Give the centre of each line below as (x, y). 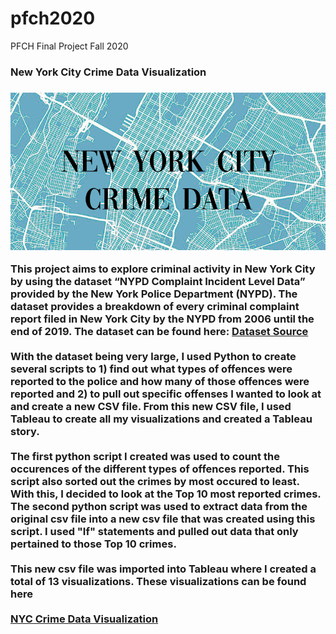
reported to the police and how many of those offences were (160, 382)
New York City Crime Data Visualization (108, 72)
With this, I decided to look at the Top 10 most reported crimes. (166, 494)
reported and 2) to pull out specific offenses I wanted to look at (166, 394)
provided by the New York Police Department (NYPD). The (154, 294)
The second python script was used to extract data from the (159, 507)
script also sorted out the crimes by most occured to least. (155, 482)
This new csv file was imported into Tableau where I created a (163, 569)
